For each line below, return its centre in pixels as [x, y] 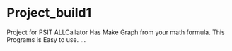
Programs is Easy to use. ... [46, 39]
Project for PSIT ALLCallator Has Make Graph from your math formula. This [116, 32]
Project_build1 [49, 13]
